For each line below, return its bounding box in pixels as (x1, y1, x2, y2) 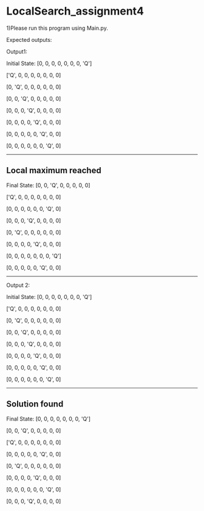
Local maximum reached (6, 165, 101, 176)
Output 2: (6, 281, 30, 289)
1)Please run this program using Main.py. (6, 24, 108, 32)
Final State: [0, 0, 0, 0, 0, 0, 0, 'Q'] (6, 415, 91, 422)
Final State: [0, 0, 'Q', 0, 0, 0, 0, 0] (6, 181, 90, 189)
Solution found (6, 399, 64, 410)
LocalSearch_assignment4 (6, 4, 144, 18)
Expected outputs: (6, 36, 52, 43)
